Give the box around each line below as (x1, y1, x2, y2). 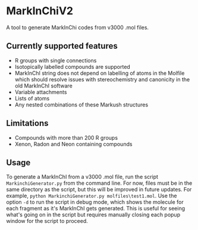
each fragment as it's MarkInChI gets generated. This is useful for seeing (6, 205, 186, 212)
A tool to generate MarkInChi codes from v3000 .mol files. (6, 24, 149, 31)
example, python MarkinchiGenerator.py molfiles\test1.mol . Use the (6, 192, 177, 200)
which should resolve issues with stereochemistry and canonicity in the (14, 75, 190, 83)
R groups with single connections (14, 56, 97, 64)
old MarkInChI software (14, 82, 73, 89)
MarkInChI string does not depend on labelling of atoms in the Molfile (14, 70, 185, 77)
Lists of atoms (14, 94, 50, 102)
